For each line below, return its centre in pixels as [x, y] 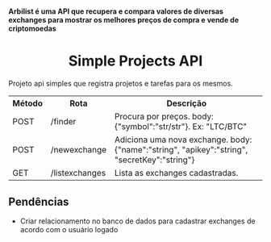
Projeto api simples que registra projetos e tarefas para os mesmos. [121, 84]
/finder [63, 122]
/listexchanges [78, 173]
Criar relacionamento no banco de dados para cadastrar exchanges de [138, 221]
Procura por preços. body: [164, 117]
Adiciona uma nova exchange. [171, 140]
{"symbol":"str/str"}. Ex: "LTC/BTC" [181, 127]
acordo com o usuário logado [69, 229]
